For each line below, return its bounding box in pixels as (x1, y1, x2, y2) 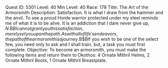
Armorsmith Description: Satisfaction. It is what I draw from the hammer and (5, 9, 163, 15)
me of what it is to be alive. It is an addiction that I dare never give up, (5, 20, 150, 26)
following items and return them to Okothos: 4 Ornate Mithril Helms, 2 (5, 52, 150, 58)
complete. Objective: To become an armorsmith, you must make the (5, 47, 146, 52)
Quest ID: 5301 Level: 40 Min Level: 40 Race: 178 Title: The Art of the (5, 4, 149, 10)
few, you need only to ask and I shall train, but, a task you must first (5, 41, 145, 47)
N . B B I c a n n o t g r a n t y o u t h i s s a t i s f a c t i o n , (5, 25, 84, 31)
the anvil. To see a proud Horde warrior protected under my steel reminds (5, 15, 158, 20)
